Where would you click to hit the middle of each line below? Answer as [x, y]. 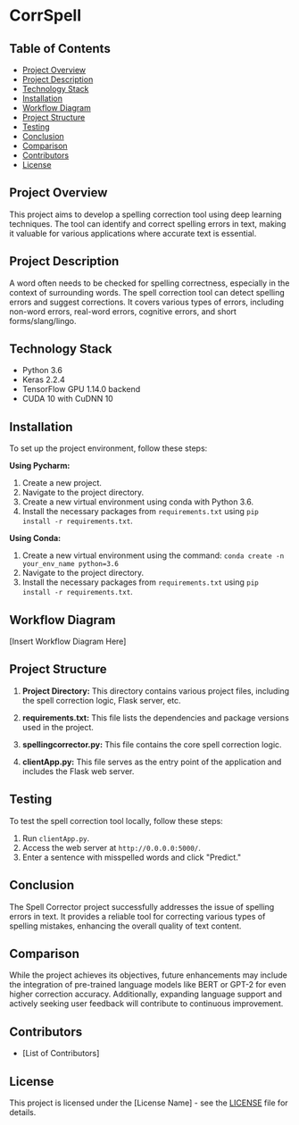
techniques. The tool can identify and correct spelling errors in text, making [148, 223]
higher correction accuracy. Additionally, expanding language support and [146, 994]
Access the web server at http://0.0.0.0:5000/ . [111, 847]
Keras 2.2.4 [43, 379]
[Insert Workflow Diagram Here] [68, 642]
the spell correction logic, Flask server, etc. [101, 700]
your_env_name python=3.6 [70, 564]
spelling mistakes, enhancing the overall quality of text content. [125, 926]
